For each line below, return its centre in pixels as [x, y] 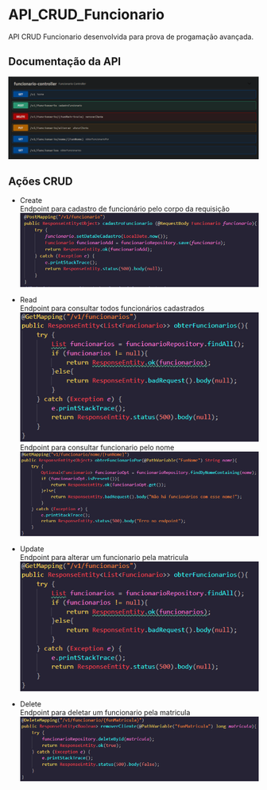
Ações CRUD [41, 181]
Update [32, 549]
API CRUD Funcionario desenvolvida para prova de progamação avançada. [131, 37]
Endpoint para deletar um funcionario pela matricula [105, 713]
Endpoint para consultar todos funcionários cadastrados [112, 308]
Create [31, 200]
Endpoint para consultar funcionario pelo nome [97, 448]
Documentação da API [65, 62]
